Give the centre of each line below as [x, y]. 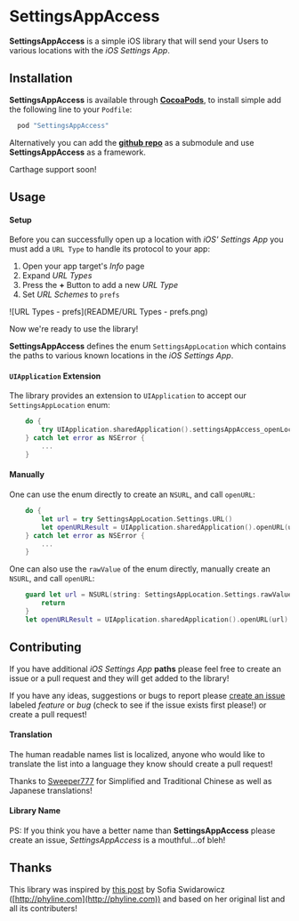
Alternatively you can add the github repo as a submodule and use [132, 142]
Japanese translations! [51, 790]
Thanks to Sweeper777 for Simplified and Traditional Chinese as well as [141, 781]
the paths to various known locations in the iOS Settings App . [121, 356]
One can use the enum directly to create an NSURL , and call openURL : [132, 494]
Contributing [45, 648]
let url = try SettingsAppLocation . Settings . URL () [137, 519]
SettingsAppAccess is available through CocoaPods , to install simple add [145, 100]
